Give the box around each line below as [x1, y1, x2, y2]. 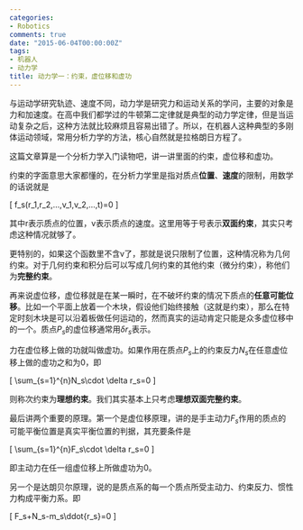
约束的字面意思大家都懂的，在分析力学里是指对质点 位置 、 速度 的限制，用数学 [9, 169, 294, 180]
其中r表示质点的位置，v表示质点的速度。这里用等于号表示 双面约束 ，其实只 [9, 217, 286, 228]
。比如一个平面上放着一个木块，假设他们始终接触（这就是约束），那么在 [17, 301, 282, 312]
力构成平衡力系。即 [9, 493, 81, 504]
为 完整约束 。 [9, 270, 57, 281]
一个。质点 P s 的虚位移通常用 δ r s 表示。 [16, 324, 156, 336]
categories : [9, 13, 54, 23]
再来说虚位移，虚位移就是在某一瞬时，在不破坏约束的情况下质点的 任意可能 [9, 289, 286, 300]
